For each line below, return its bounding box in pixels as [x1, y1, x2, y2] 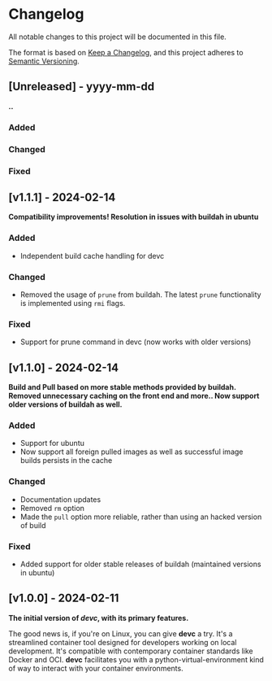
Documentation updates [19, 494, 101, 504]
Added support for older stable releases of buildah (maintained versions [19, 559, 261, 569]
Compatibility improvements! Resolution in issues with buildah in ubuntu [8, 212, 259, 222]
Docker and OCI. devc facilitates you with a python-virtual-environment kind [8, 654, 264, 664]
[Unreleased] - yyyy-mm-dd [8, 80, 155, 94]
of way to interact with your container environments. [8, 663, 184, 673]
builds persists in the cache [19, 456, 113, 465]
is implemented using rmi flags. [19, 298, 126, 308]
